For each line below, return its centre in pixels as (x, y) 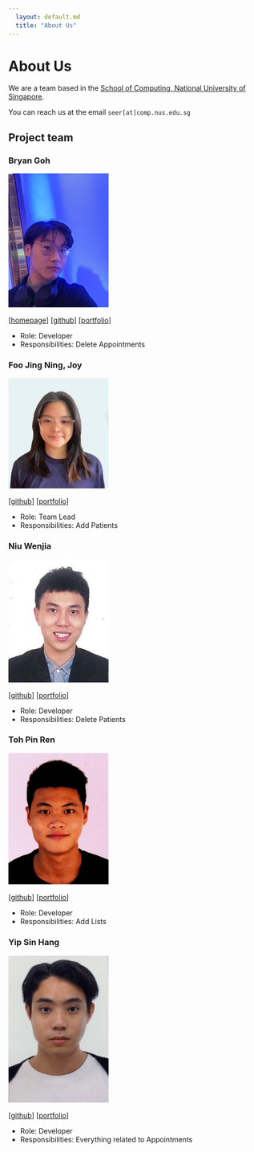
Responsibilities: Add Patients (69, 525)
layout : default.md (48, 17)
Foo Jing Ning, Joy (45, 365)
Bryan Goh (29, 160)
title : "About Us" (46, 25)
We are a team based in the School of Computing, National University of (127, 88)
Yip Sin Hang (34, 943)
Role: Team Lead (48, 517)
